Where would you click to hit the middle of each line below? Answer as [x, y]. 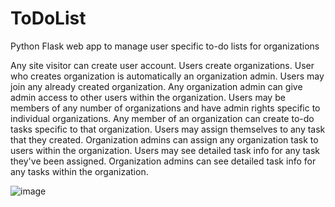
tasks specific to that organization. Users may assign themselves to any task [168, 129]
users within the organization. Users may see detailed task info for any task [165, 150]
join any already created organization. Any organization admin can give [156, 86]
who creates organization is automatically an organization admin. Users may [167, 76]
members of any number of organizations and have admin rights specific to [165, 108]
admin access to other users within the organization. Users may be [148, 97]
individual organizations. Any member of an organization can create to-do [162, 118]
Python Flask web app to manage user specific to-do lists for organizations [165, 46]
